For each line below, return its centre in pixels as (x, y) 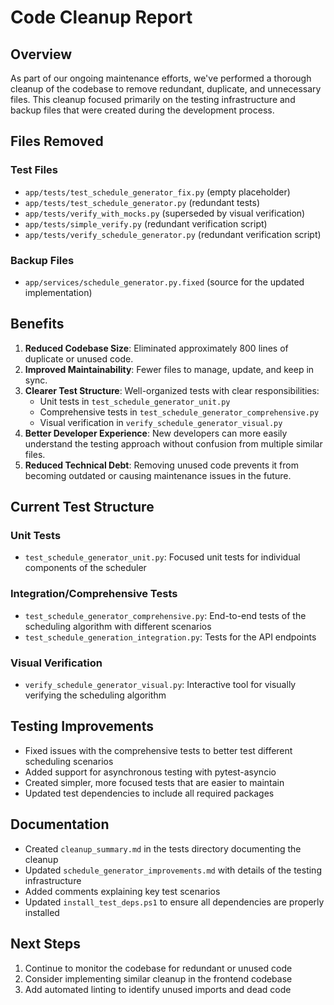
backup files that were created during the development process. (142, 110)
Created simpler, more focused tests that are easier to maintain (154, 782)
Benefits (37, 324)
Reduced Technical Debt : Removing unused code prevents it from (161, 465)
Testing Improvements (82, 726)
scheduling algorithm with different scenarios (118, 626)
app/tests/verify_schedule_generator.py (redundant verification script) (173, 234)
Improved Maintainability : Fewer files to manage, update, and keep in (169, 369)
